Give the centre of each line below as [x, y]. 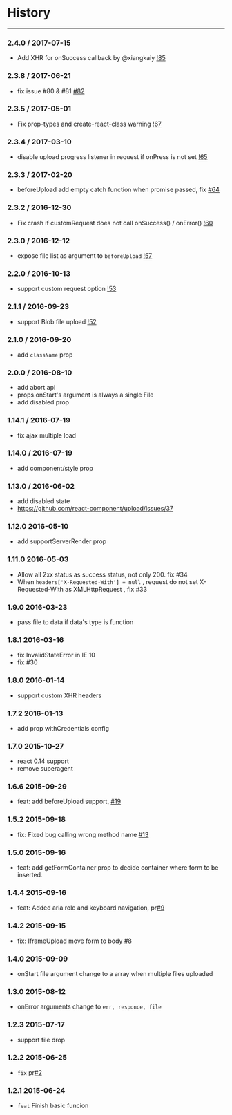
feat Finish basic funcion [53, 1106]
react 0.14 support [43, 761]
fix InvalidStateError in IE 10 [56, 655]
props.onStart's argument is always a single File [85, 395]
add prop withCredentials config [63, 728]
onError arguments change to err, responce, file [89, 1006]
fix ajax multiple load [47, 435]
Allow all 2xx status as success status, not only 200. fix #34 [102, 574]
